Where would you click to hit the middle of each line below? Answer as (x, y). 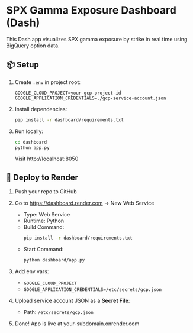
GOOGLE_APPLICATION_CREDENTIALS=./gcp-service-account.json (90, 98)
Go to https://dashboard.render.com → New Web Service (84, 203)
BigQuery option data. (33, 46)
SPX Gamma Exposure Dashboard (91, 10)
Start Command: (44, 250)
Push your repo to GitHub (46, 192)
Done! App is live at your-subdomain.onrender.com (77, 324)
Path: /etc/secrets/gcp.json (58, 312)
